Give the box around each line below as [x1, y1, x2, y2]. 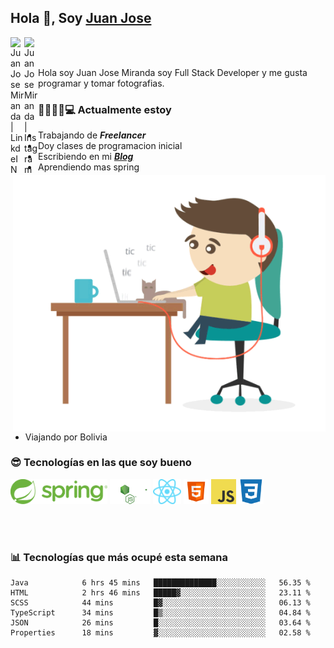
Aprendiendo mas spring [38, 161, 140, 173]
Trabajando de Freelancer [38, 129, 147, 141]
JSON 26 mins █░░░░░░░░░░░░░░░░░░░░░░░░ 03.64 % [10, 618, 311, 628]
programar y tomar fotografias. [38, 77, 165, 89]
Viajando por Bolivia [24, 431, 108, 443]
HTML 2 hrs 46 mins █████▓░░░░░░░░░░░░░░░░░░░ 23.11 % [10, 588, 311, 598]
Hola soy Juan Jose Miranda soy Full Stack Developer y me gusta [38, 66, 308, 78]
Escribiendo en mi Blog [38, 151, 134, 163]
